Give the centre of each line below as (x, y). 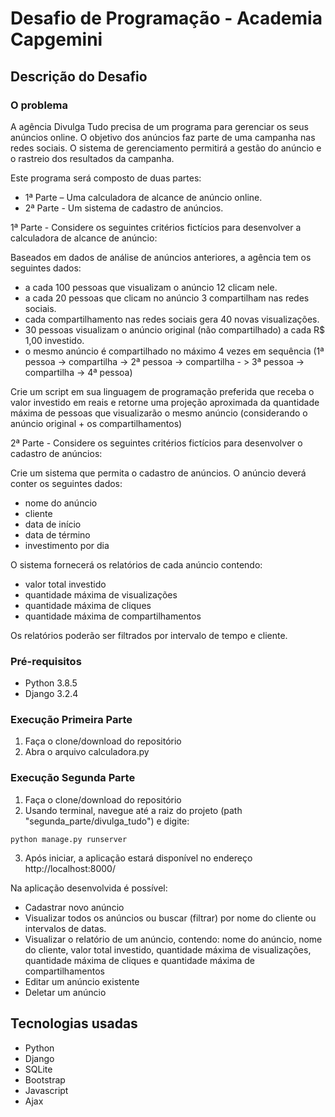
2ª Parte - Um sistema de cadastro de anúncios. (124, 208)
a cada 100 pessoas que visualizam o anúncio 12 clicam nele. (151, 287)
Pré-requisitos (46, 661)
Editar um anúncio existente (82, 981)
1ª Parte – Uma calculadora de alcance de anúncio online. (143, 197)
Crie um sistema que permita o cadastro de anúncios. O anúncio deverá (158, 473)
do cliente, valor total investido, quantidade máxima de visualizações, (168, 949)
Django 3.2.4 (51, 694)
